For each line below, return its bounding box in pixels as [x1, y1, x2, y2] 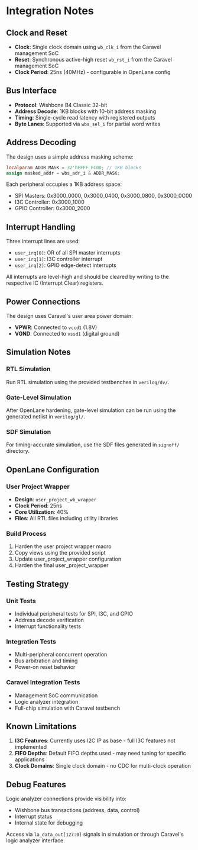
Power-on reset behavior [14, 664, 76, 671]
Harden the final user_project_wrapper [14, 562, 109, 569]
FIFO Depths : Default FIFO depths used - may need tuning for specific [14, 750, 186, 757]
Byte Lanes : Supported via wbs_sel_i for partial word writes [14, 120, 161, 127]
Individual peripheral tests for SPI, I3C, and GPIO [14, 610, 133, 617]
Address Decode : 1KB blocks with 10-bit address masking [14, 108, 157, 115]
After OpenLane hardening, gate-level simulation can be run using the [6, 407, 176, 414]
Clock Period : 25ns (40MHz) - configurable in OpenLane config [14, 69, 171, 75]
